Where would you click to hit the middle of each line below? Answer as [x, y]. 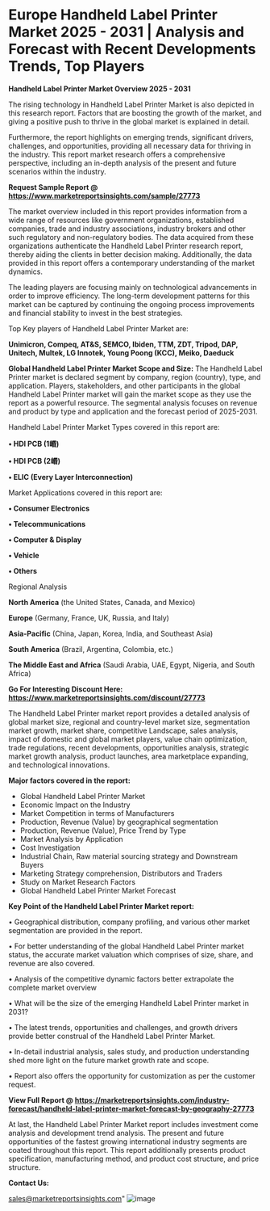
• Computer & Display [45, 540]
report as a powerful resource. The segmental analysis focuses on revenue [133, 402]
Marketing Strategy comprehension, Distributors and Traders [121, 873]
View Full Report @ [41, 1100]
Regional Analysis [38, 587]
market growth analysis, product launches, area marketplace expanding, [128, 756]
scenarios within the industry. [57, 171]
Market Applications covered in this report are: [85, 492]
